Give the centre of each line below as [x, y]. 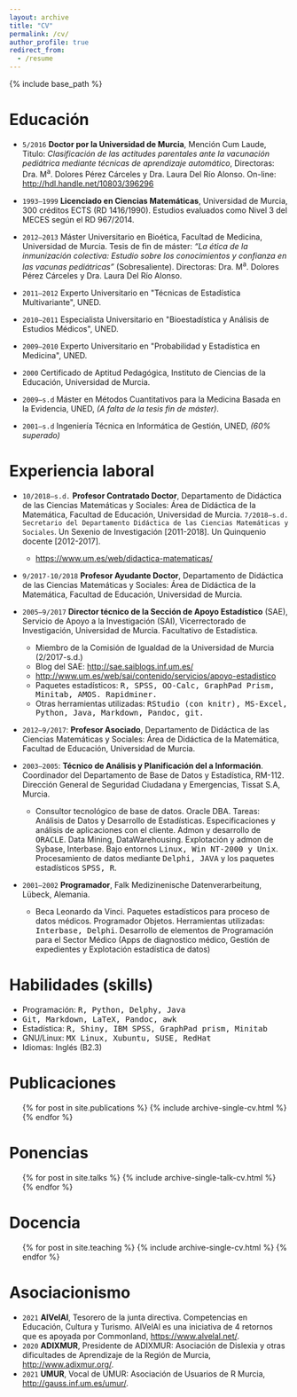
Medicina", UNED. [55, 356]
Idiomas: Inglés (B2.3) [62, 1048]
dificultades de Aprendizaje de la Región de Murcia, [116, 1354]
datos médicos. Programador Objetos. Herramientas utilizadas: [150, 921]
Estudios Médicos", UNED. [70, 329]
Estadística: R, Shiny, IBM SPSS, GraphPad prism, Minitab [145, 1029]
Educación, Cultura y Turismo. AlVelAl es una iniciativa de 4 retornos [147, 1326]
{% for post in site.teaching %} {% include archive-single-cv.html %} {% [155, 1247]
